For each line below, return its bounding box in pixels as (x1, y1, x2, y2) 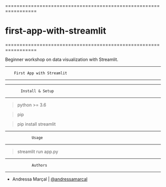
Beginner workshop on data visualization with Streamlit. (5, 56, 119, 62)
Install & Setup (20, 89, 54, 93)
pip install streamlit (17, 121, 56, 127)
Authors (31, 163, 48, 168)
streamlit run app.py (17, 148, 58, 154)
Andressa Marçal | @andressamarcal (12, 176, 88, 182)
